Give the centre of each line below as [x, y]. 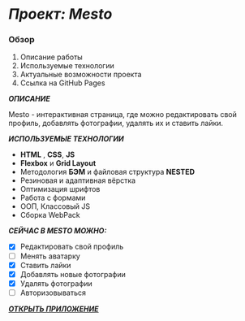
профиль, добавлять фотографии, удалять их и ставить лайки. [116, 124]
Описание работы [51, 57]
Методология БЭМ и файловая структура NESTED [107, 172]
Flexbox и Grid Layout [58, 163]
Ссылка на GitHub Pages [62, 83]
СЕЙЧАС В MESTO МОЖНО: [58, 231]
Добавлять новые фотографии [73, 274]
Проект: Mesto [60, 14]
